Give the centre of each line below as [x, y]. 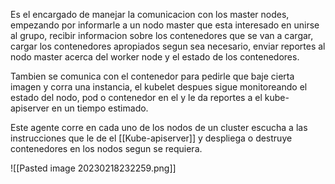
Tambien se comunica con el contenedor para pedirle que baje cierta [152, 76]
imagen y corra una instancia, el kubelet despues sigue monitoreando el [159, 87]
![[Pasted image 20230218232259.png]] [93, 168]
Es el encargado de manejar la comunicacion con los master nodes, [150, 14]
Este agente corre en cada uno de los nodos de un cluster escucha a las [159, 127]
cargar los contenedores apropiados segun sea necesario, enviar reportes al [168, 46]
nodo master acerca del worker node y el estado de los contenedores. [155, 57]
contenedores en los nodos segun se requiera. [106, 148]
